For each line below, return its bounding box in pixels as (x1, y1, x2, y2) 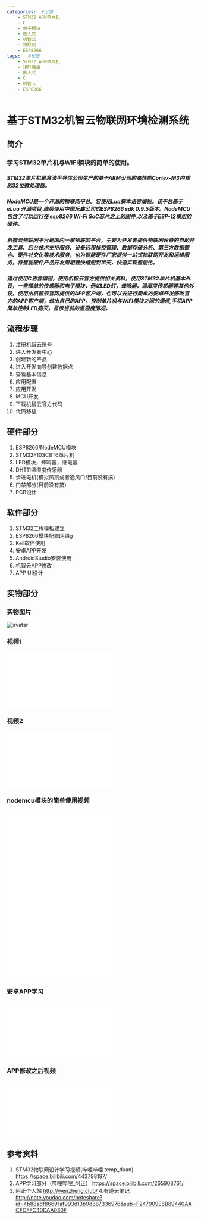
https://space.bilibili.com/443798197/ (15, 1173, 108, 1180)
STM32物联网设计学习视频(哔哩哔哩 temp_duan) (15, 1165, 134, 1173)
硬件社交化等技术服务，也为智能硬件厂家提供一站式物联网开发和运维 (17, 251, 184, 258)
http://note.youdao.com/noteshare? (15, 1193, 103, 1201)
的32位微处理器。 (7, 182, 50, 189)
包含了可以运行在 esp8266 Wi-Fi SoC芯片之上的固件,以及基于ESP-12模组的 (7, 213, 192, 220)
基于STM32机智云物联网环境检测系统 (7, 114, 190, 127)
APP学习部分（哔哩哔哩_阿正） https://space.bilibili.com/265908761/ (15, 1180, 184, 1187)
